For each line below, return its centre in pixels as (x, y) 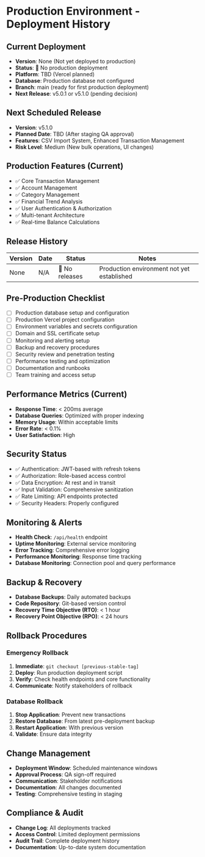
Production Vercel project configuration (65, 320)
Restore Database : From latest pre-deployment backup (85, 721)
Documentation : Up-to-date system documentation (81, 847)
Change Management (48, 753)
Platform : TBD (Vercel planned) (55, 74)
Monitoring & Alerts (44, 522)
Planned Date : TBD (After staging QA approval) (74, 134)
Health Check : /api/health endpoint (61, 537)
